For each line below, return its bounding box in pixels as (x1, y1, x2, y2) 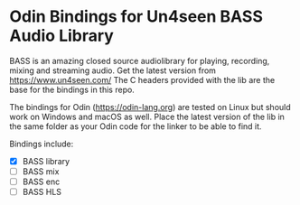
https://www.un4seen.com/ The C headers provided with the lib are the (9, 74, 276, 85)
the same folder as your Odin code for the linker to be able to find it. (9, 120, 262, 132)
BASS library (22, 155, 70, 166)
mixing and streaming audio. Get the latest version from (9, 65, 217, 76)
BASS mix (22, 166, 60, 177)
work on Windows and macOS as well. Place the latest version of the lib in (9, 111, 285, 122)
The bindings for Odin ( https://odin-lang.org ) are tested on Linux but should (9, 101, 291, 112)
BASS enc (22, 176, 61, 187)
